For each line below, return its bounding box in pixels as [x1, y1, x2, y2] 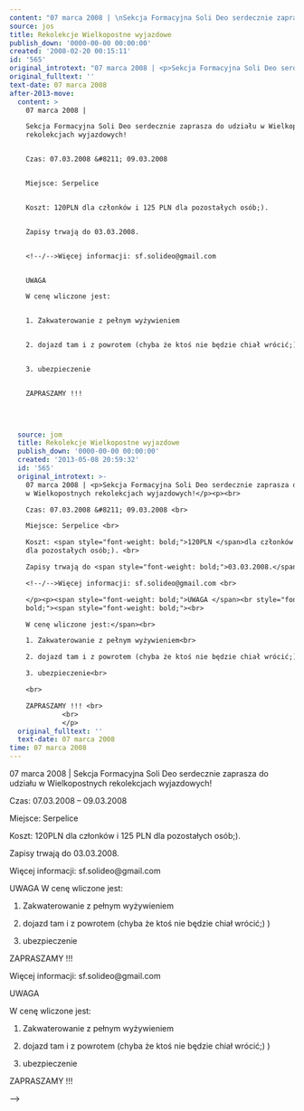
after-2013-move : [9, 89, 75, 98]
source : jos [9, 22, 54, 31]
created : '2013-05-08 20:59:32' [17, 456, 140, 465]
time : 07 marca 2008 [9, 743, 88, 753]
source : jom [17, 430, 63, 439]
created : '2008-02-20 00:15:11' [9, 47, 131, 56]
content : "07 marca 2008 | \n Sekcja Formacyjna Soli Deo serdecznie [9, 13, 273, 23]
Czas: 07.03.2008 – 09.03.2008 [9, 796, 128, 805]
